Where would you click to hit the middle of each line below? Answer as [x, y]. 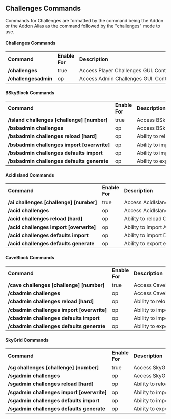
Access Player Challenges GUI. [116, 71]
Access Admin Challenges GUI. [117, 79]
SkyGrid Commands [27, 340]
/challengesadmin [30, 79]
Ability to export [143, 244]
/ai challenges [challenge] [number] [53, 202]
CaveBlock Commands [30, 258]
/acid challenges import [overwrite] [52, 227]
